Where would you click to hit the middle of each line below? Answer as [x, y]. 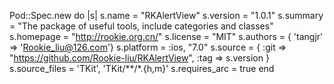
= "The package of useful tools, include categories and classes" [141, 26]
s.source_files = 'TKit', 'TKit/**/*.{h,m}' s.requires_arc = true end [142, 68]
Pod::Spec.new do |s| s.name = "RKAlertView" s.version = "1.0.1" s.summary [166, 15]
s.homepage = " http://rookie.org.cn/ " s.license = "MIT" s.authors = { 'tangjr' [166, 36]
